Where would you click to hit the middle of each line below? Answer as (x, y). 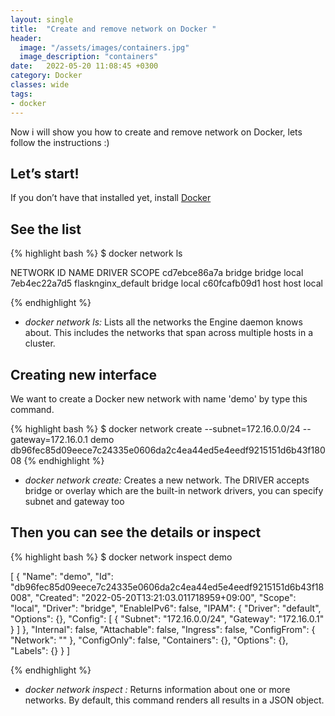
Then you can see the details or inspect (136, 532)
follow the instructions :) (60, 142)
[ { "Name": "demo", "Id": (62, 576)
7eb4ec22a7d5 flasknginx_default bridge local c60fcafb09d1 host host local (166, 283)
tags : (21, 94)
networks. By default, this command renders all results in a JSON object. (174, 700)
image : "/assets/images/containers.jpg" (104, 47)
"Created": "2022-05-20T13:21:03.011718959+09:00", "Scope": (165, 597)
